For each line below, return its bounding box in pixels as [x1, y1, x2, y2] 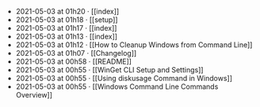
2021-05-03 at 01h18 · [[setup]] [15, 15, 118, 24]
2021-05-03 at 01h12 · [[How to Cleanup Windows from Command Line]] [15, 40, 253, 50]
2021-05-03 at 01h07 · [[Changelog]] [15, 49, 137, 57]
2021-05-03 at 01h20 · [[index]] [15, 7, 120, 16]
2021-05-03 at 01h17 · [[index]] [15, 24, 117, 32]
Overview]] [15, 90, 53, 99]
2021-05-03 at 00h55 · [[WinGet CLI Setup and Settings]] [15, 65, 204, 74]
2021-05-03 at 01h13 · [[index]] [15, 31, 117, 41]
